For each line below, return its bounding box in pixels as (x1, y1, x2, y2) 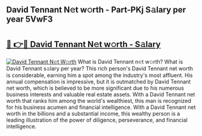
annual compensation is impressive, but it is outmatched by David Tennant (6, 78, 191, 85)
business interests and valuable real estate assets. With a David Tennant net (6, 91, 195, 98)
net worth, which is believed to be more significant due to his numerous (6, 84, 185, 91)
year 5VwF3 (6, 14, 53, 25)
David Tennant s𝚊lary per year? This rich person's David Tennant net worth (6, 65, 194, 72)
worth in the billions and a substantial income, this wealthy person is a (6, 110, 180, 117)
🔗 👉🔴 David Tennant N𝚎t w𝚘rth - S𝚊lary (6, 39, 161, 49)
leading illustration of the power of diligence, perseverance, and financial (6, 117, 188, 123)
